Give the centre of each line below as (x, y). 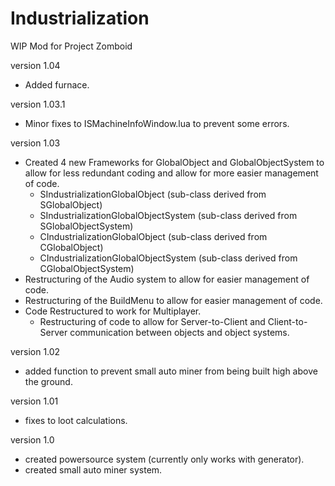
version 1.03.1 (38, 104)
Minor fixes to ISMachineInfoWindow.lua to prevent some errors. (157, 123)
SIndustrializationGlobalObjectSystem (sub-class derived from (168, 215)
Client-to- (287, 321)
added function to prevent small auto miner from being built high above (171, 371)
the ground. (48, 381)
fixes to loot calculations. (76, 420)
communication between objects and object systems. (179, 332)
